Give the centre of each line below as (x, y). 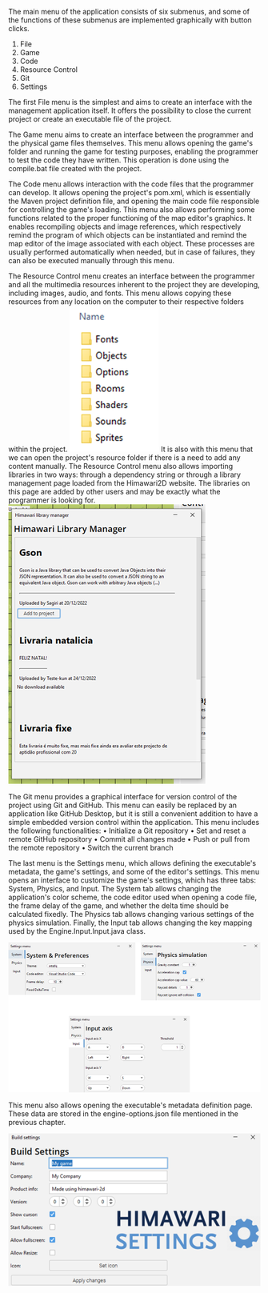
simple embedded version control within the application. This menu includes (134, 822)
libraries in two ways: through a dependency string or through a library (125, 474)
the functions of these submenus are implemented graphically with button (130, 20)
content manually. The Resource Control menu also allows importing (121, 466)
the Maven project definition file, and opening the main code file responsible (134, 201)
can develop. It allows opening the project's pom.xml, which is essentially (129, 192)
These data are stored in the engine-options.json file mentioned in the (123, 1113)
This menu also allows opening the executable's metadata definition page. (131, 1105)
